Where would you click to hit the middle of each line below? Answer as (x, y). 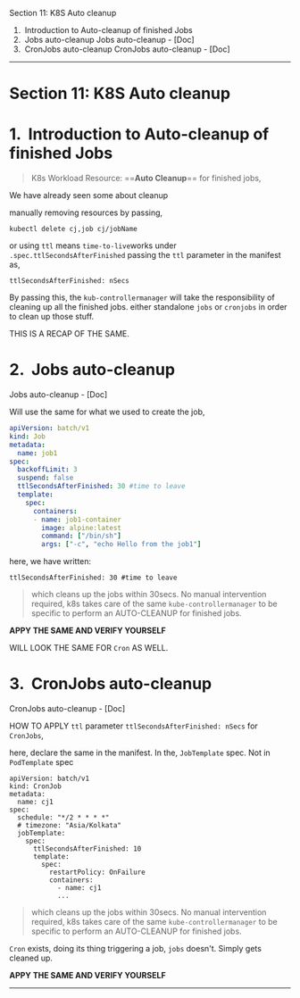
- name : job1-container (77, 520)
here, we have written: (50, 561)
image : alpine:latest (82, 528)
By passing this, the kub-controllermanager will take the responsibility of (142, 297)
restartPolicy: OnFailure (97, 873)
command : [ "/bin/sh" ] (82, 536)
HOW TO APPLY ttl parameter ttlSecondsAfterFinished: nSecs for (134, 726)
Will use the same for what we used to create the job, (107, 412)
